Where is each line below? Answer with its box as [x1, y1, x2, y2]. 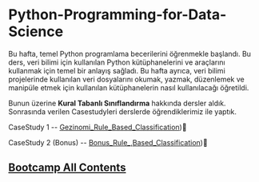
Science [8, 22, 64, 41]
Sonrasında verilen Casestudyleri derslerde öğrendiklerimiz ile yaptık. [8, 106, 237, 117]
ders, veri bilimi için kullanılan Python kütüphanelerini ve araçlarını [8, 57, 225, 67]
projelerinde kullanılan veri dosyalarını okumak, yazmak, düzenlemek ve [8, 74, 245, 84]
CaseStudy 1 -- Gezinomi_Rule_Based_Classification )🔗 [8, 122, 187, 132]
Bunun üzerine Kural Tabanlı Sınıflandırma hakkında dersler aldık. [8, 98, 226, 108]
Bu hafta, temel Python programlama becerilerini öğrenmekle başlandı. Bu [8, 49, 252, 58]
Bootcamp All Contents [8, 161, 126, 175]
